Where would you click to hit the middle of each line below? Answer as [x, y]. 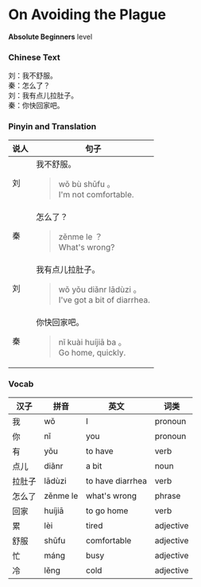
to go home [107, 511]
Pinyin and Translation [52, 126]
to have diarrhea [116, 480]
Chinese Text [35, 57]
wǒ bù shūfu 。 [87, 184]
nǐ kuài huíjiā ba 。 [93, 342]
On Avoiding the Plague [87, 15]
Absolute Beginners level [50, 37]
